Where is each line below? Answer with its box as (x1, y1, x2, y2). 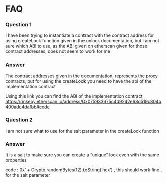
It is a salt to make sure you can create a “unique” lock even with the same (5, 152, 159, 158)
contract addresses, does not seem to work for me (5, 48, 111, 54)
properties (5, 157, 27, 163)
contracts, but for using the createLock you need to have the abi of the (5, 78, 152, 84)
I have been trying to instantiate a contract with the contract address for (5, 32, 154, 38)
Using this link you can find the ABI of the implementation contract (5, 93, 143, 99)
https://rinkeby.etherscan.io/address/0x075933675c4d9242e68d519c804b (5, 98, 162, 104)
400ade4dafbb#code (5, 104, 50, 110)
